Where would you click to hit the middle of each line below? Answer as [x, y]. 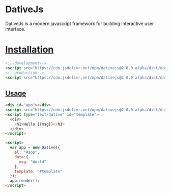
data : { [21, 157]
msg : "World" [33, 162]
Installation [30, 50]
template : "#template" [38, 171]
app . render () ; [25, 181]
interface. [15, 29]
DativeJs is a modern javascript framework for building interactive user [80, 23]
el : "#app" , [27, 152]
